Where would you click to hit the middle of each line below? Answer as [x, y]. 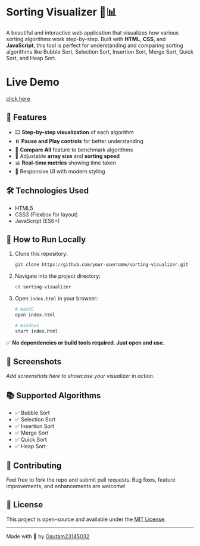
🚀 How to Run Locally [46, 239]
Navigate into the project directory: [58, 276]
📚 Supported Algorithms [54, 395]
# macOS [24, 309]
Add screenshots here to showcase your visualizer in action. [80, 376]
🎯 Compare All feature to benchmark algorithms [74, 150]
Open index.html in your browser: [56, 299]
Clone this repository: [41, 254]
